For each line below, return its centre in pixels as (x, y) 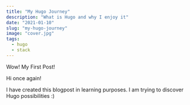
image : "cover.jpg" (30, 34)
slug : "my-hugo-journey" (37, 28)
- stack (21, 50)
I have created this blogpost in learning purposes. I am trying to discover (95, 90)
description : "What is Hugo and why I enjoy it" (67, 17)
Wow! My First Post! (31, 67)
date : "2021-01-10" (30, 22)
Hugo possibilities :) (31, 96)
